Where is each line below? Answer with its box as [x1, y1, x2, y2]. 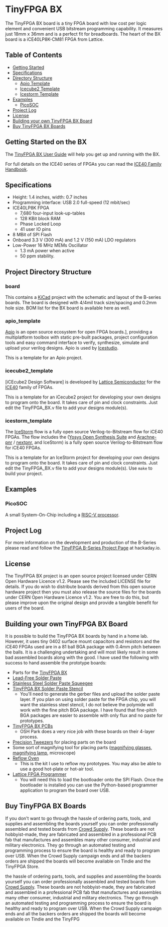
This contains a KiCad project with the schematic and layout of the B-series [5, 294, 161, 300]
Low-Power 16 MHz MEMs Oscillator [12, 242, 88, 248]
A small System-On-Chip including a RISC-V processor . [5, 511, 120, 517]
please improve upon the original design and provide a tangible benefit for [5, 600, 158, 606]
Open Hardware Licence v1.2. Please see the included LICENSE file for [5, 578, 151, 584]
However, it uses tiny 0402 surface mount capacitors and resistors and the [5, 638, 160, 644]
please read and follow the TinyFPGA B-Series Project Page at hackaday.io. [5, 545, 161, 551]
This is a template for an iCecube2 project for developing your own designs [5, 394, 161, 400]
